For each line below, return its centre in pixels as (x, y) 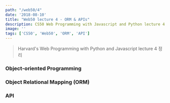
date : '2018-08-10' (26, 15)
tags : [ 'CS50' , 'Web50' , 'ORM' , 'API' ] (48, 33)
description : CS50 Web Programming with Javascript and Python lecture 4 (85, 24)
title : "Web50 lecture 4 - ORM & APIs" (48, 19)
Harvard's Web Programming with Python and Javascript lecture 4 (87, 48)
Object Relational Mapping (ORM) (48, 82)
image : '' (16, 29)
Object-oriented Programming (43, 68)
